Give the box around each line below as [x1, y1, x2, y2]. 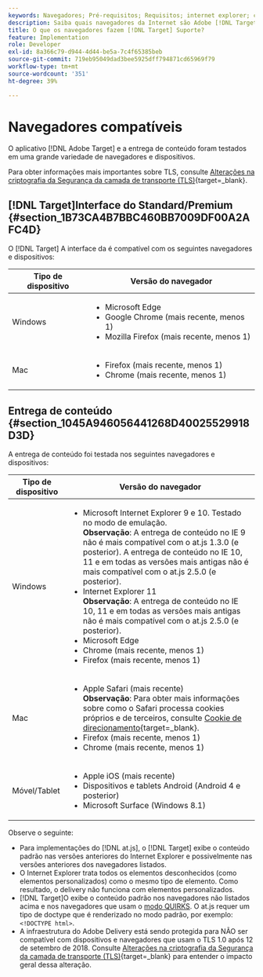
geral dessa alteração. [19, 960, 92, 970]
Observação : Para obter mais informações [82, 693, 240, 704]
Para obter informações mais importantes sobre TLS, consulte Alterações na [8, 167, 255, 177]
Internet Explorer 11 [82, 586, 157, 597]
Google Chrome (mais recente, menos [104, 312, 245, 323]
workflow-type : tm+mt [8, 63, 79, 71]
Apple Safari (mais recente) [82, 683, 184, 694]
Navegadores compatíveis [8, 118, 183, 136]
